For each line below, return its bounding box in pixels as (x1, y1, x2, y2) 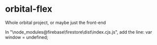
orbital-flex (5, 3, 53, 15)
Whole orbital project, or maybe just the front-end (5, 20, 106, 25)
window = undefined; (5, 34, 48, 40)
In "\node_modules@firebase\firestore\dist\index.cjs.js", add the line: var (5, 29, 153, 35)
